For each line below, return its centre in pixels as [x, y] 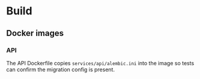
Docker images [35, 33]
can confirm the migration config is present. [61, 69]
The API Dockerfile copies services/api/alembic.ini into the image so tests [100, 63]
